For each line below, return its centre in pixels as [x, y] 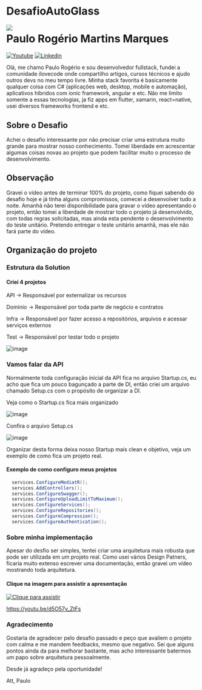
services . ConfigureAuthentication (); [59, 522]
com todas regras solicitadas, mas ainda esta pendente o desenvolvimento [100, 218]
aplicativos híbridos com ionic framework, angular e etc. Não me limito [94, 93]
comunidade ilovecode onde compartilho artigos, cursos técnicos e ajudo [98, 74]
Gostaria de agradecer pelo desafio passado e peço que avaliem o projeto [99, 638]
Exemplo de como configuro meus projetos [62, 469]
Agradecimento [30, 625]
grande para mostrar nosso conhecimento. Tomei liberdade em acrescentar [101, 146]
